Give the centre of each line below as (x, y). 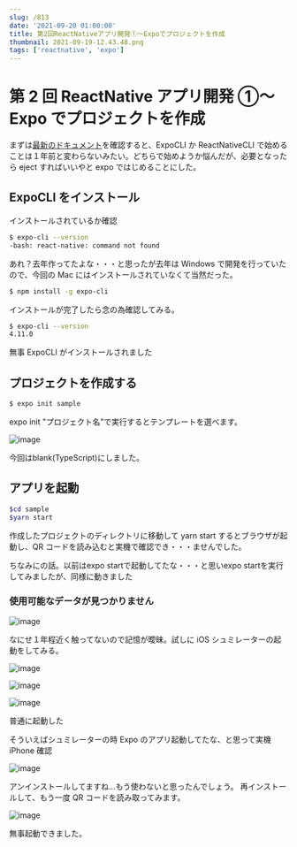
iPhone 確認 (31, 750)
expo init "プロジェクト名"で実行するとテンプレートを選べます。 (126, 422)
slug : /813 (29, 17)
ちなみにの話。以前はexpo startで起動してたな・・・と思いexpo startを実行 (147, 565)
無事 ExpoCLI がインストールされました (81, 352)
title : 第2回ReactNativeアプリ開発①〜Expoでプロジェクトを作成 (117, 34)
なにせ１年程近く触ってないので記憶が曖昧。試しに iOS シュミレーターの (141, 639)
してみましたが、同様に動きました (71, 576)
